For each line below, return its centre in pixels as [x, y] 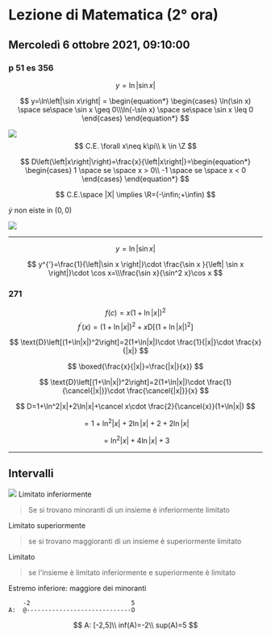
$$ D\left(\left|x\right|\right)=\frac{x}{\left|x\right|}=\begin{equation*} [135, 161]
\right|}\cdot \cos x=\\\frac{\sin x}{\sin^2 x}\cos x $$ [135, 273]
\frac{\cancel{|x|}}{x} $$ [168, 391]
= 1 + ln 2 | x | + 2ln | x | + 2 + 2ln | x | [137, 423]
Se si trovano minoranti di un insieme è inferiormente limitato [129, 509]
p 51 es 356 [31, 68]
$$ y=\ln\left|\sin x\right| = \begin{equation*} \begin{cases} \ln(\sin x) [135, 101]
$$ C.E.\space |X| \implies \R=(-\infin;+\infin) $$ [135, 194]
